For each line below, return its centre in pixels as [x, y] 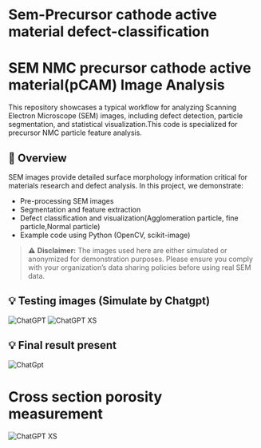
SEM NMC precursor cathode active [130, 68]
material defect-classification [109, 32]
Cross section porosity [85, 396]
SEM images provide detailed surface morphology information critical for [128, 176]
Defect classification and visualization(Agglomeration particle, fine [129, 218]
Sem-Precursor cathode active [113, 15]
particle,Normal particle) [60, 226]
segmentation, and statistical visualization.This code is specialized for [123, 125]
